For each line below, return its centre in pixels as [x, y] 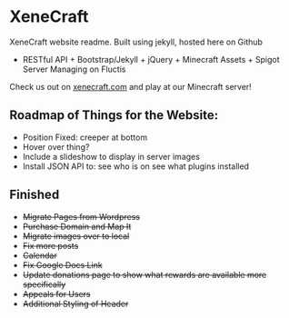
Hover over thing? [56, 146]
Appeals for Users [56, 293]
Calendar [40, 255]
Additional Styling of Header [75, 303]
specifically [44, 284]
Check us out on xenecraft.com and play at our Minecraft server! [130, 86]
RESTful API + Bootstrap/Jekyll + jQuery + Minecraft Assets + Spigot [151, 59]
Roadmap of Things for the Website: [114, 115]
